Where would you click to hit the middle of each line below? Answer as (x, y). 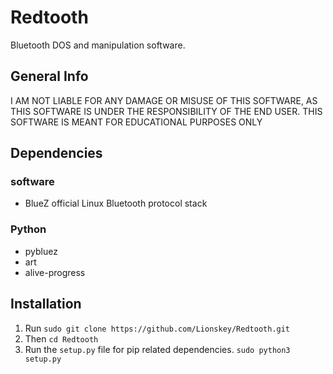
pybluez (41, 251)
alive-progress (55, 272)
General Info (49, 76)
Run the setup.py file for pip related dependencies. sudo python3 (157, 349)
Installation (46, 304)
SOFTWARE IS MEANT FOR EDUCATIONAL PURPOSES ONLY (136, 122)
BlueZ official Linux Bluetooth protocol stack (116, 203)
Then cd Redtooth (61, 338)
